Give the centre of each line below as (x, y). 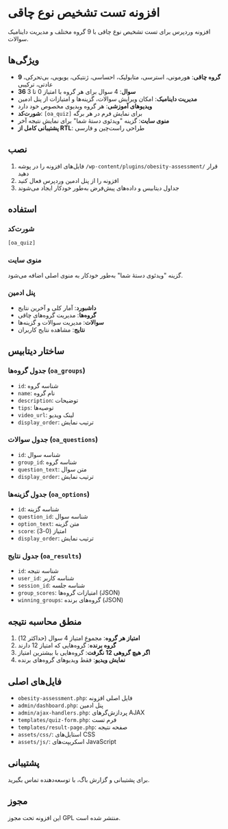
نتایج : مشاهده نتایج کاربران (51, 330)
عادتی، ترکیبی (35, 84)
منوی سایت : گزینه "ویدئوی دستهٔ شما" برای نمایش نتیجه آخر (93, 121)
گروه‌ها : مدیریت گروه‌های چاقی (57, 315)
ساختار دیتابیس (36, 351)
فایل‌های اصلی (35, 681)
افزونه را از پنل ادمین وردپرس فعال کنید (68, 180)
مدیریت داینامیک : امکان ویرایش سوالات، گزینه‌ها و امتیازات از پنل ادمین (107, 99)
